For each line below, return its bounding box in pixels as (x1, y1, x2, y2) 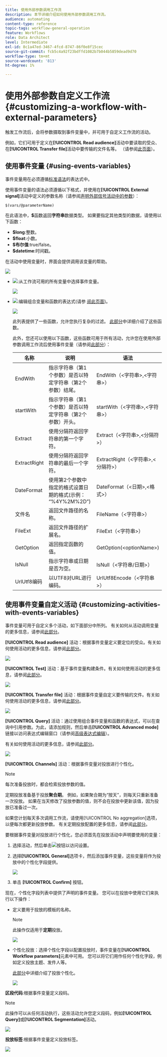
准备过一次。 (13, 804, 40, 810)
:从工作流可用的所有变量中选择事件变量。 (17, 278, 102, 284)
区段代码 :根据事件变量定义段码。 (5, 990, 72, 996)
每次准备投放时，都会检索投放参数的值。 (5, 781, 88, 787)
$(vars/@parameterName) (5, 203, 55, 208)
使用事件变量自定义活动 (5, 600, 77, 609)
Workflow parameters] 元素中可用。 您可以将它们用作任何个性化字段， (12, 953, 158, 959)
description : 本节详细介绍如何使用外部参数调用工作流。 (5, 12, 108, 17)
